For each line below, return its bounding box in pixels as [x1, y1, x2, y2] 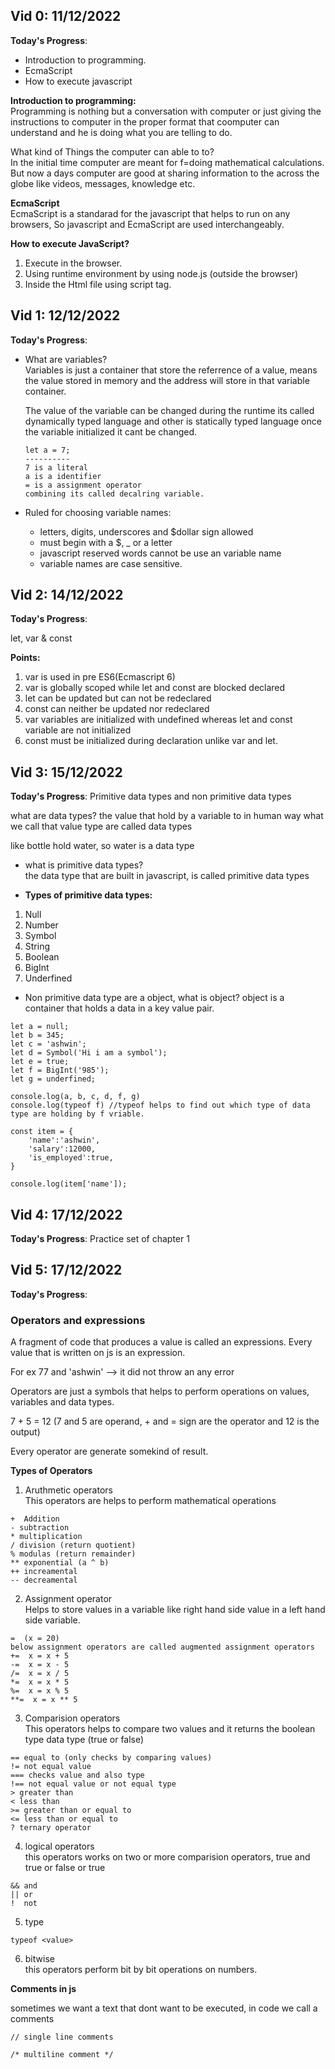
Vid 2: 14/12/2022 [10, 587, 124, 604]
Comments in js [10, 1983, 77, 1995]
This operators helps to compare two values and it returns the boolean [24, 1723, 316, 1735]
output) [10, 1426, 41, 1438]
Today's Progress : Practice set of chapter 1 [10, 1233, 190, 1245]
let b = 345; [10, 1030, 65, 1041]
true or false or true [24, 1862, 106, 1874]
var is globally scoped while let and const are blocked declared [24, 682, 286, 694]
